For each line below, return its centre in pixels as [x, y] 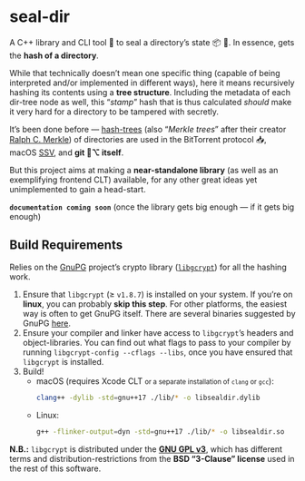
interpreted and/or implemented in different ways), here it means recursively [152, 83]
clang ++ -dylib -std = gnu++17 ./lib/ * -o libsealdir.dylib [148, 398]
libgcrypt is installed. [63, 361]
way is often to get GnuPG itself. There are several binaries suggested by [159, 313]
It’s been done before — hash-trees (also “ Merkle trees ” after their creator [148, 129]
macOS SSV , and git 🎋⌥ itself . [67, 152]
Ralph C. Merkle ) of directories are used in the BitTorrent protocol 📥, [138, 139]
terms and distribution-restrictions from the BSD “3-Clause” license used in [152, 458]
